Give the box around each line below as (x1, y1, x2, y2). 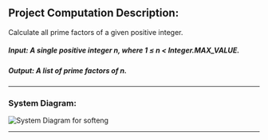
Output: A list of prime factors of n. (8, 65, 128, 75)
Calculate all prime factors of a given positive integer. (8, 27, 183, 37)
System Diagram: (8, 98, 77, 109)
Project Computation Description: (8, 6, 179, 20)
